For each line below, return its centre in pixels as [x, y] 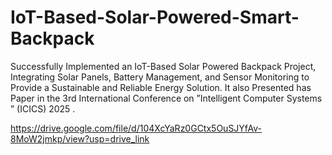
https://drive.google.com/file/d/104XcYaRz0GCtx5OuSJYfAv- [136, 128]
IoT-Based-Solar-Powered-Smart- [155, 17]
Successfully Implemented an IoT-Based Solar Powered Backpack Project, [163, 66]
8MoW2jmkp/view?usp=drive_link [80, 138]
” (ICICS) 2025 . [43, 108]
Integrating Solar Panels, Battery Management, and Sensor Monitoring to [160, 77]
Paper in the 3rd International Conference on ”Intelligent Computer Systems [166, 98]
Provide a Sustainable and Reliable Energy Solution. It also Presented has [161, 87]
